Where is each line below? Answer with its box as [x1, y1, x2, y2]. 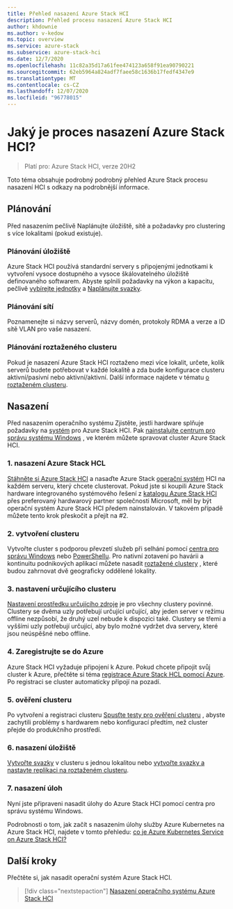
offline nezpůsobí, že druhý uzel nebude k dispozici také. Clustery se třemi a [7, 615, 226, 623]
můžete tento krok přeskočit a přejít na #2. [7, 511, 129, 519]
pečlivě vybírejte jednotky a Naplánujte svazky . [7, 285, 143, 293]
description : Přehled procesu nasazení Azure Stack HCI [7, 17, 172, 24]
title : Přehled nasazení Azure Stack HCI [7, 10, 129, 17]
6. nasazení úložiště [7, 743, 77, 752]
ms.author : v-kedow [7, 29, 64, 37]
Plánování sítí [7, 301, 54, 311]
